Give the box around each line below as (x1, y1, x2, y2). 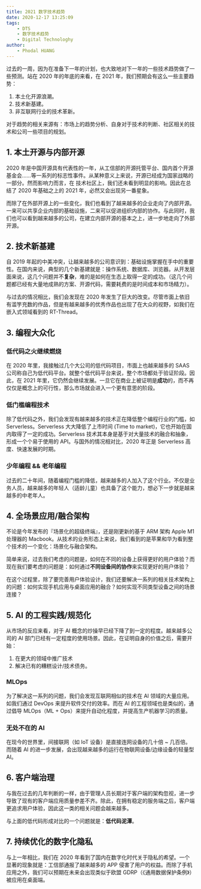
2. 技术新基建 (6, 241, 55, 251)
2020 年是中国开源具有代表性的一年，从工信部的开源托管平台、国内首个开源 (6, 164, 194, 171)
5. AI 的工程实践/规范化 (6, 610, 92, 620)
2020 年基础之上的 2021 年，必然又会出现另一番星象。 (17, 186, 153, 194)
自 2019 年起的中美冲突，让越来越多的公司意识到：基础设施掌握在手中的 (6, 258, 184, 266)
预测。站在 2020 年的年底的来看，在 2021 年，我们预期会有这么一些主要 (11, 73, 190, 80)
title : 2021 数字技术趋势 (6, 8, 66, 15)
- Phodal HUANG (17, 48, 55, 54)
